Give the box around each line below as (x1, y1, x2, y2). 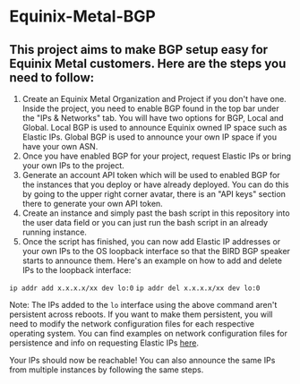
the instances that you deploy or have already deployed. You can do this (21, 179, 289, 190)
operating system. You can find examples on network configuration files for (9, 329, 288, 338)
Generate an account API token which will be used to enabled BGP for (21, 170, 280, 180)
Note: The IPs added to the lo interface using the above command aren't (9, 300, 278, 310)
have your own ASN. (21, 141, 99, 151)
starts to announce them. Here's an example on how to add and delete (21, 255, 282, 266)
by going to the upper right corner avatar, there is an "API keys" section (21, 189, 287, 199)
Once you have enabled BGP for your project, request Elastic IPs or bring (21, 150, 292, 161)
